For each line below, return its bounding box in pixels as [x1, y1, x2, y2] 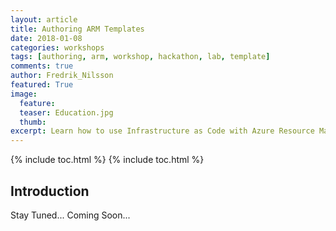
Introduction [10, 182, 90, 200]
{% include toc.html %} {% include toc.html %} [10, 154, 205, 166]
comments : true [10, 61, 74, 71]
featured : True [10, 80, 74, 90]
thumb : [19, 117, 47, 127]
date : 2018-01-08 [10, 33, 83, 43]
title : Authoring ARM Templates [10, 24, 145, 34]
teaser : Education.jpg [19, 107, 114, 118]
